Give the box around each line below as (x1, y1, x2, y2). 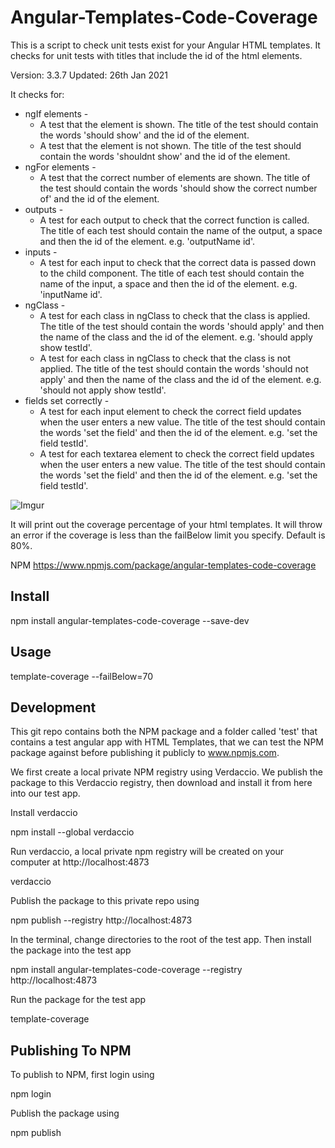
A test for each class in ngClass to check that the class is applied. (39, 309, 311, 321)
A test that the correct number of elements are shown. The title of (39, 171, 311, 183)
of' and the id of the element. (39, 192, 160, 205)
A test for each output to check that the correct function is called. (39, 214, 310, 226)
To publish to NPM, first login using (10, 1069, 155, 1081)
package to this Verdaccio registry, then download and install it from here (10, 777, 313, 789)
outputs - (24, 203, 64, 215)
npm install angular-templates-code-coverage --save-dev (10, 614, 250, 626)
